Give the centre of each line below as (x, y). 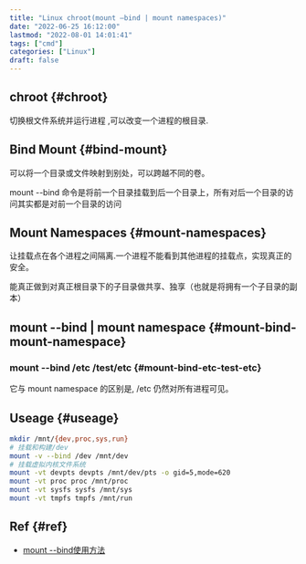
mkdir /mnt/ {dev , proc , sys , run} (69, 439)
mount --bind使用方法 (64, 549)
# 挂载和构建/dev (39, 447)
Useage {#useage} (64, 418)
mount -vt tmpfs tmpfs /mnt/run (71, 498)
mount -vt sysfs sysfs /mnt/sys (71, 490)
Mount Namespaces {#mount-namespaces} (138, 233)
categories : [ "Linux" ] (53, 52)
